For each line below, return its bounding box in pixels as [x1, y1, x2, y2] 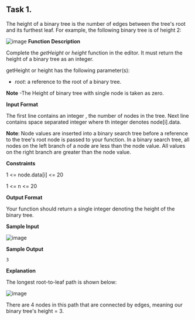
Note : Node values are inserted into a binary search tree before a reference [6, 130, 189, 137]
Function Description [28, 38, 81, 45]
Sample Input [6, 223, 39, 230]
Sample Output [6, 246, 44, 253]
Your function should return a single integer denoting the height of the [6, 205, 175, 212]
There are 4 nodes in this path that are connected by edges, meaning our [6, 301, 183, 308]
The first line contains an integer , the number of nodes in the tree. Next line [6, 112, 189, 119]
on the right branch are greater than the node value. [6, 148, 132, 155]
